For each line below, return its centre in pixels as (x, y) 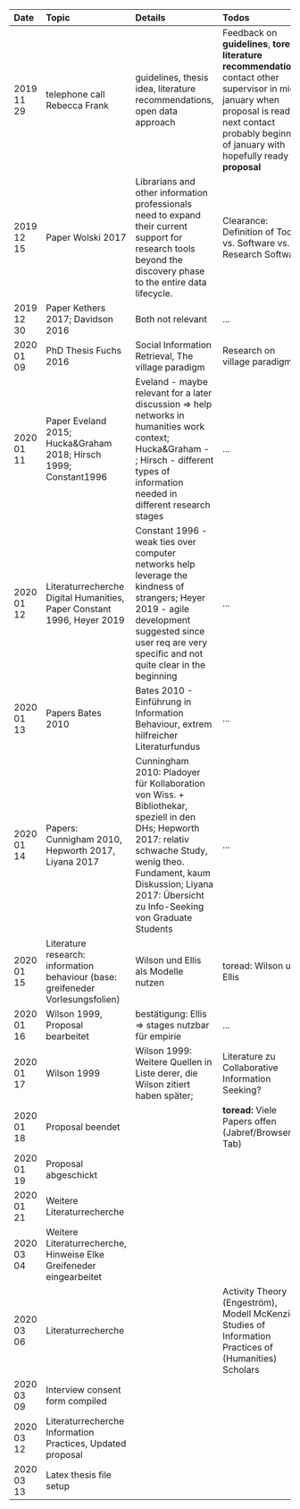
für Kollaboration (170, 784)
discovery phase (170, 271)
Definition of (249, 232)
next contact (249, 122)
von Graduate (164, 918)
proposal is (246, 111)
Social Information (174, 345)
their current (161, 226)
